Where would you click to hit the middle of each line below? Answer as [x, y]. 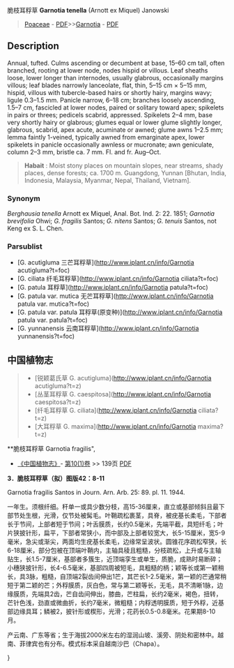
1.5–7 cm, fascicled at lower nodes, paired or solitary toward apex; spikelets [116, 107]
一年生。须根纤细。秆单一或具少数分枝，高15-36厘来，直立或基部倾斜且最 [113, 507]
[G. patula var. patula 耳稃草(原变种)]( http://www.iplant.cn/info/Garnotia [120, 312]
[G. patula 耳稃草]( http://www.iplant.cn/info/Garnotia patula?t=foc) [112, 288]
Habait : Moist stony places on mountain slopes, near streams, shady [124, 165]
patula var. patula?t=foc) [53, 320]
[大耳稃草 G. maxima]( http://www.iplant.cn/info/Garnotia [115, 426]
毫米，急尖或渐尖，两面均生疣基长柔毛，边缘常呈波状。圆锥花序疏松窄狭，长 [117, 542]
